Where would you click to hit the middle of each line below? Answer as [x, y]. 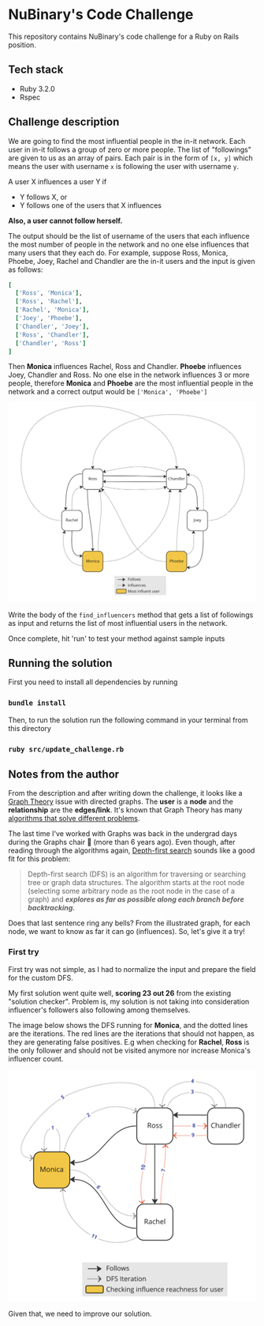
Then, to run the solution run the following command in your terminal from [128, 720]
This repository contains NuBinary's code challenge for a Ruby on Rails [123, 36]
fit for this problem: [39, 859]
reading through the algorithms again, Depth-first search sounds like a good [132, 850]
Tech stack [36, 70]
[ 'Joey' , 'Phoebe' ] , [49, 318]
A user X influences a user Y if [58, 181]
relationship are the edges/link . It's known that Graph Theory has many [125, 810]
